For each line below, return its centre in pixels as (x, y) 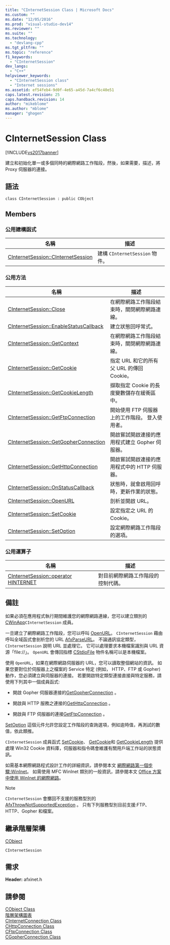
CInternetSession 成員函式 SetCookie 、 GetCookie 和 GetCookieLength (79, 742)
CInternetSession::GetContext (43, 343)
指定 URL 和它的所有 (134, 361)
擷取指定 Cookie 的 (133, 385)
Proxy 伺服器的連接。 (27, 169)
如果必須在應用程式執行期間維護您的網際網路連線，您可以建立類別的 (76, 616)
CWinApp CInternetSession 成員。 (40, 622)
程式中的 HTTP (133, 467)
